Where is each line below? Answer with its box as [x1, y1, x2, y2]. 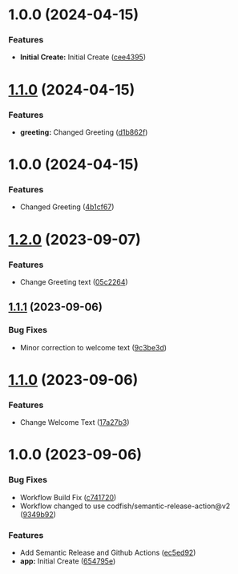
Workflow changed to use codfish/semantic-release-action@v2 [19, 501, 231, 511]
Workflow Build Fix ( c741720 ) [19, 492, 117, 502]
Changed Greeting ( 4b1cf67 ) [19, 202, 115, 212]
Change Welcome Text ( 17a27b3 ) [19, 418, 130, 427]
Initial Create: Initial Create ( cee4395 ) [19, 52, 147, 62]
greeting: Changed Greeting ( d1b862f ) [19, 127, 148, 137]
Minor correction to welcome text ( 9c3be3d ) [19, 342, 167, 352]
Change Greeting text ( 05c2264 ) [19, 277, 128, 286]
